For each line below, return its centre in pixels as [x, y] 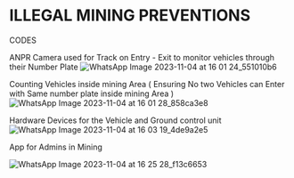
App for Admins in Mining [56, 147]
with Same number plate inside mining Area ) [92, 93]
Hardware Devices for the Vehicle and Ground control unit [115, 120]
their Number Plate [44, 67]
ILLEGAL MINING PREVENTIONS [130, 16]
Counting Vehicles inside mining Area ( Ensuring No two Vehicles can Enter [147, 84]
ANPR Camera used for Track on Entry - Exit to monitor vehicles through [142, 57]
